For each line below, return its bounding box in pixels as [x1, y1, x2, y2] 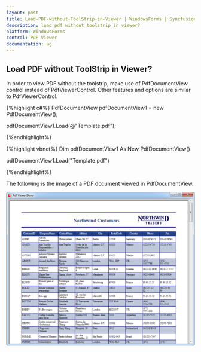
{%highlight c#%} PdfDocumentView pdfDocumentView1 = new [6, 104, 164, 111]
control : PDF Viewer [6, 35, 58, 41]
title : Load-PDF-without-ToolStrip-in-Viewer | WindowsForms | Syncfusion [6, 16, 197, 22]
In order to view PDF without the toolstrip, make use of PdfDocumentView [6, 79, 188, 87]
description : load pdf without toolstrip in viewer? [6, 22, 141, 28]
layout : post [6, 10, 39, 16]
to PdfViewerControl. [6, 93, 58, 100]
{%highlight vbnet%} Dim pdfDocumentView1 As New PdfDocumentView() [6, 145, 190, 152]
